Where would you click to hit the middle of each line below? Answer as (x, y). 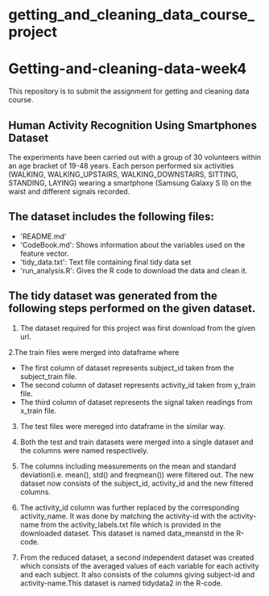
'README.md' (43, 236)
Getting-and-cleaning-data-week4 (128, 69)
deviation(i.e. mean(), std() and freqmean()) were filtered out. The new (137, 474)
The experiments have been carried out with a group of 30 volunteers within (135, 157)
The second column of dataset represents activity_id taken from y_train (138, 385)
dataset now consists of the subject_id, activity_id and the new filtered (137, 483)
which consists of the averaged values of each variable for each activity (139, 565)
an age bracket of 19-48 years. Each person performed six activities (121, 165)
